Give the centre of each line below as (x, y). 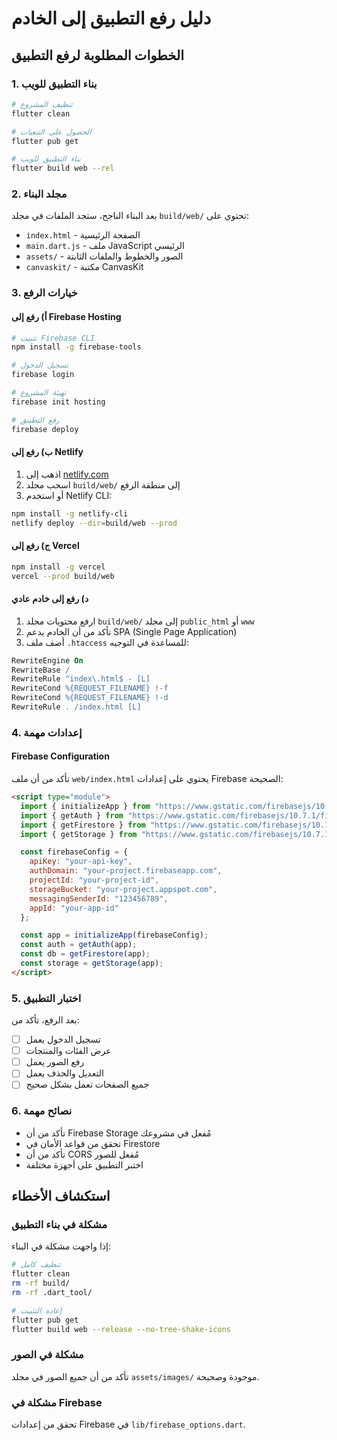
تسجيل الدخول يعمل (63, 1039)
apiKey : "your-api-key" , (81, 862)
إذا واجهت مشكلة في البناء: (61, 1246)
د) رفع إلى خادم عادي (50, 599)
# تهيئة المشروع (39, 393)
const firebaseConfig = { (74, 852)
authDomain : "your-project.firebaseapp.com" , (126, 871)
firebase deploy (45, 429)
